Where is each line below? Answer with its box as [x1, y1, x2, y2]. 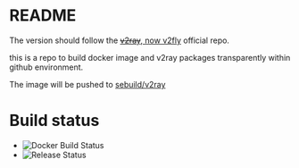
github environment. [9, 62, 84, 72]
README [9, 5, 77, 26]
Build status [9, 111, 100, 130]
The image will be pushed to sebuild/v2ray [9, 79, 166, 89]
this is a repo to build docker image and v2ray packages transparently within [9, 52, 291, 63]
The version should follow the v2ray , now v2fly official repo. [9, 35, 230, 46]
